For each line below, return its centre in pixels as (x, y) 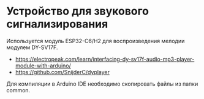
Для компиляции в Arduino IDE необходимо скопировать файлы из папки (102, 84)
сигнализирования (57, 24)
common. (18, 90)
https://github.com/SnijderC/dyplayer (62, 72)
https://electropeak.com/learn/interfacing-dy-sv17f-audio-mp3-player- (105, 59)
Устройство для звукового (77, 11)
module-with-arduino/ (43, 66)
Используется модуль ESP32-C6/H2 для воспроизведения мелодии (96, 41)
